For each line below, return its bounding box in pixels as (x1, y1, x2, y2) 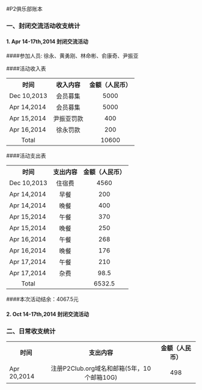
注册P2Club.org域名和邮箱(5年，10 (50, 364, 151, 373)
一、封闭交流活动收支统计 (6, 22, 81, 30)
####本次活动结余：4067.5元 (6, 296, 79, 303)
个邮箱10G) (84, 373, 118, 382)
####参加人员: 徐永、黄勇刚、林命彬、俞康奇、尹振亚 (6, 52, 139, 59)
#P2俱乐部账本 (6, 5, 43, 12)
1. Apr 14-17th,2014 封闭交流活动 (6, 38, 88, 45)
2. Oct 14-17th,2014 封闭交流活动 (6, 310, 89, 317)
